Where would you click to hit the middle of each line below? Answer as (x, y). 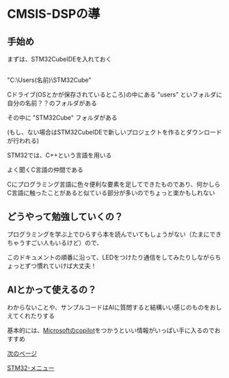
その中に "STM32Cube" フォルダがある (62, 118)
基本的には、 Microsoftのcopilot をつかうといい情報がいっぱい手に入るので (111, 330)
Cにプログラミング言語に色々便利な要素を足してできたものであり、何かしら (114, 185)
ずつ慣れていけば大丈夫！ (61, 266)
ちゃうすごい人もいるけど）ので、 (55, 243)
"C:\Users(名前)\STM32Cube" (49, 80)
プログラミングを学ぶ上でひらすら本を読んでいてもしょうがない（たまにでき (114, 234)
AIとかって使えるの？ (52, 289)
